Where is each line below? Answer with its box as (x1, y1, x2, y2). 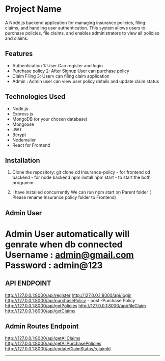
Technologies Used (5, 92, 65, 101)
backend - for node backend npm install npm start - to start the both (12, 174, 151, 180)
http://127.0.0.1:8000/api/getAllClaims (5, 335, 81, 341)
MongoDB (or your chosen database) (12, 116, 87, 122)
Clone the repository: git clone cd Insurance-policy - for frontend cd (12, 169, 150, 175)
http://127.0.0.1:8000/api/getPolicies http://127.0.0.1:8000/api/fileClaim (5, 303, 146, 308)
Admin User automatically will (5, 228, 130, 239)
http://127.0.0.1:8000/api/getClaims (5, 308, 76, 314)
